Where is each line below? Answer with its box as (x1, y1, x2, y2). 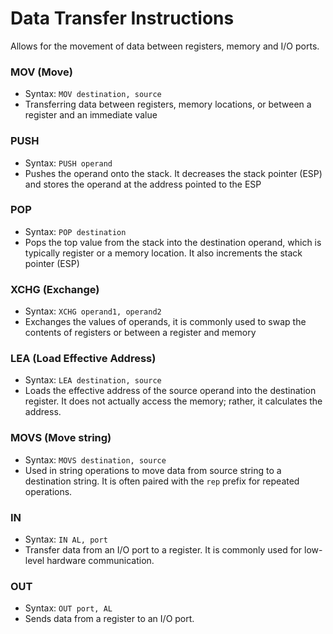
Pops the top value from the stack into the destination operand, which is (24, 236, 322, 248)
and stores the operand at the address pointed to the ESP (24, 178, 262, 190)
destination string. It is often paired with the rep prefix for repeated (24, 475, 300, 487)
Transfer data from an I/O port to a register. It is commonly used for (24, 544, 303, 556)
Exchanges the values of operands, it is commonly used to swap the (24, 316, 307, 328)
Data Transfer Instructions (10, 7, 235, 30)
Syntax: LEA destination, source (24, 374, 162, 386)
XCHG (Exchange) (10, 282, 100, 296)
